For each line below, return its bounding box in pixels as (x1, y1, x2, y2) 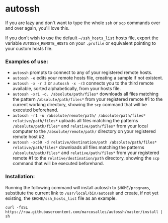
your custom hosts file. (5, 45, 53, 51)
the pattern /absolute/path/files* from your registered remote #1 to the (12, 96, 163, 102)
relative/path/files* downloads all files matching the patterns (12, 144, 144, 151)
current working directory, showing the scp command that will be (12, 102, 147, 108)
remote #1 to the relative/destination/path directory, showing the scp (12, 155, 159, 161)
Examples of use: (5, 58, 49, 65)
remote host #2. (12, 134, 46, 140)
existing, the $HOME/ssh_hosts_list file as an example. (5, 195, 117, 201)
